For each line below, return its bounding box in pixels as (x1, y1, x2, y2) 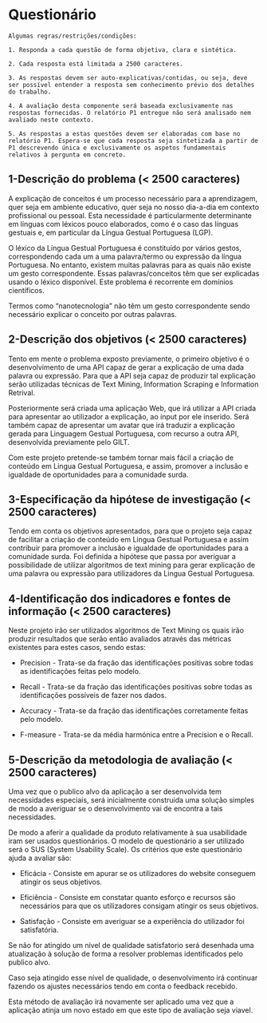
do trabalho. (8, 88, 52, 96)
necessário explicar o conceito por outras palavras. (8, 309, 177, 319)
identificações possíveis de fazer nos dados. (19, 691, 167, 700)
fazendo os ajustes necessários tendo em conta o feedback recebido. (8, 981, 238, 991)
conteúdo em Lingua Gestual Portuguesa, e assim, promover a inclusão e (8, 461, 249, 470)
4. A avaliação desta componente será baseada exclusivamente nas (8, 101, 234, 109)
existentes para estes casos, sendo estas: (8, 643, 146, 652)
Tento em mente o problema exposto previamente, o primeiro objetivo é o (8, 354, 249, 363)
